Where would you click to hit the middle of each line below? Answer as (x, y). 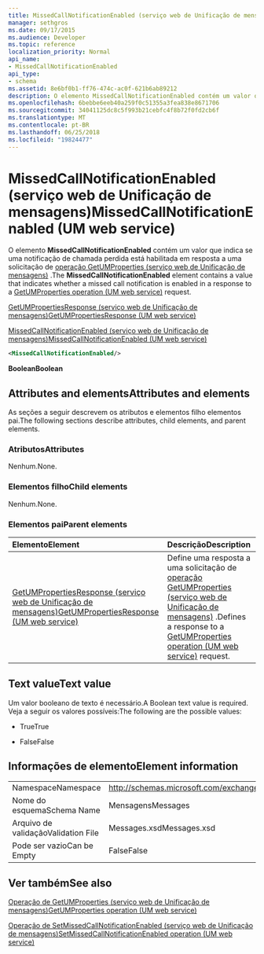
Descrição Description (209, 545)
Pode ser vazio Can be (53, 846)
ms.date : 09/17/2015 (42, 30)
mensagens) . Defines (206, 617)
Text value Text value (60, 684)
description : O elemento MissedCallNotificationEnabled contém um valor (130, 96)
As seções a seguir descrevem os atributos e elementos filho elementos (125, 413)
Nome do (29, 800)
